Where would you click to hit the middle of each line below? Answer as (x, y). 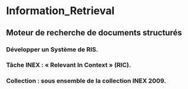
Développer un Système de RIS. (52, 50)
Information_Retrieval (60, 11)
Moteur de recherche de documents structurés (94, 33)
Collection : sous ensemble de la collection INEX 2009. (86, 81)
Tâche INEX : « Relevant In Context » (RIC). (69, 65)
